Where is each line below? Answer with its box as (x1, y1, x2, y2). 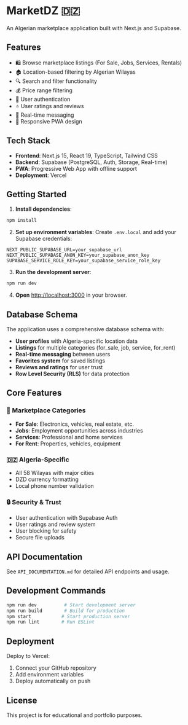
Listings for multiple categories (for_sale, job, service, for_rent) (15, 343, 176, 351)
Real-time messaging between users (15, 350, 111, 358)
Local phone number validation (15, 482, 94, 489)
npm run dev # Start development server (6, 602, 136, 608)
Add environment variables (15, 671, 84, 678)
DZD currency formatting (15, 476, 79, 483)
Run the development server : (15, 268, 92, 276)
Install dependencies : (15, 205, 72, 213)
